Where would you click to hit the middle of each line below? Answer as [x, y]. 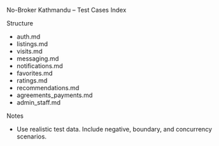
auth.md [28, 36]
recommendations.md [48, 88]
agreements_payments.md [54, 95]
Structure [20, 23]
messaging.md [38, 59]
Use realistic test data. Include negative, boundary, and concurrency [114, 129]
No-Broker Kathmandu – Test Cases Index [67, 10]
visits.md [29, 51]
